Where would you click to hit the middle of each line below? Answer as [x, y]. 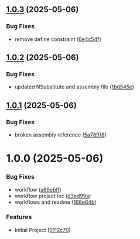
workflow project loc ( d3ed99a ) [53, 196]
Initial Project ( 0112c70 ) [43, 230]
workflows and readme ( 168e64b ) [55, 202]
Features [19, 217]
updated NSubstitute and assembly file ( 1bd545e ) [74, 87]
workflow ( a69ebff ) [38, 189]
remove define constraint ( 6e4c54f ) [58, 39]
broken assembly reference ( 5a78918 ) [60, 135]
